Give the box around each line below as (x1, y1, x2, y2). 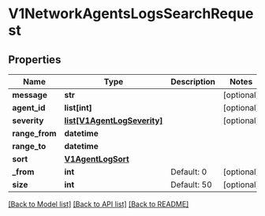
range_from (12, 128, 57, 139)
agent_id (12, 102, 46, 113)
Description (170, 76, 215, 87)
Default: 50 (170, 179, 213, 190)
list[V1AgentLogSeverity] (64, 115, 163, 126)
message (12, 90, 47, 100)
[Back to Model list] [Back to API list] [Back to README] (8, 199, 189, 209)
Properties (8, 53, 62, 66)
